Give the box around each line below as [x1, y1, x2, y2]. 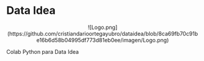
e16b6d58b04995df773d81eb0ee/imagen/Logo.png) [36, 36, 169, 43]
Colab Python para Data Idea [6, 48, 79, 55]
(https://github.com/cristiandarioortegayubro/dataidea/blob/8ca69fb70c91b [7, 30, 199, 37]
